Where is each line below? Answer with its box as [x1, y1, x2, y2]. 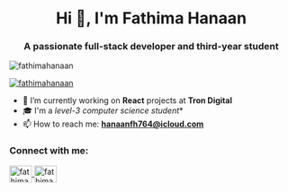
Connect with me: [9, 144, 89, 157]
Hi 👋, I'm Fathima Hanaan [55, 8, 247, 29]
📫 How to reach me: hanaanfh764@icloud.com [22, 118, 204, 129]
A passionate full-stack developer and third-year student [23, 40, 279, 53]
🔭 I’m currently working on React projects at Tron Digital [22, 95, 232, 106]
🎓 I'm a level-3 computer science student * [22, 105, 184, 116]
